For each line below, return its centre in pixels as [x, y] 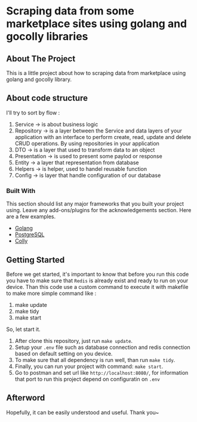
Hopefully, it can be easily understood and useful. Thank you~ [83, 412]
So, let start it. [23, 329]
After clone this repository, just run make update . [74, 340]
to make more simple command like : [51, 293]
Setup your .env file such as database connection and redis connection [103, 347]
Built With [21, 191]
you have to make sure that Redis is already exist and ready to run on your [97, 281]
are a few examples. [31, 216]
